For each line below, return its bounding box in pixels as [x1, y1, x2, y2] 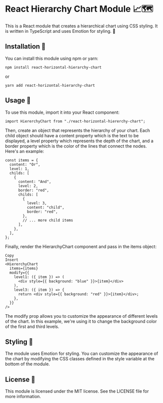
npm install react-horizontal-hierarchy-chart [5, 65, 102, 70]
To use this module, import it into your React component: [5, 109, 120, 115]
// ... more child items [23, 218, 73, 223]
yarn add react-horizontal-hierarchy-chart [5, 83, 95, 88]
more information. [5, 394, 41, 400]
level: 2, [18, 183, 38, 188]
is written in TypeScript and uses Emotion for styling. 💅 [5, 28, 116, 34]
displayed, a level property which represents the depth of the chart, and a [5, 138, 154, 144]
